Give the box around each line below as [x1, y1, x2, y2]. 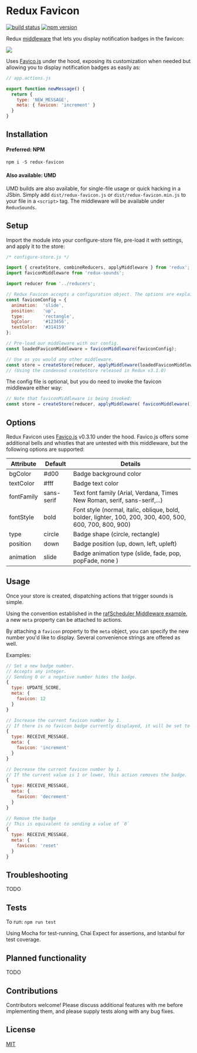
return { [11, 91, 33, 97]
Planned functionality [6, 953, 87, 963]
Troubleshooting [6, 870, 69, 880]
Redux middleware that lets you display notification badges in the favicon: [6, 35, 185, 42]
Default [45, 460, 66, 468]
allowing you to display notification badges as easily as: [6, 64, 141, 71]
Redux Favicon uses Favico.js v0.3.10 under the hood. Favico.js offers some [6, 433, 189, 440]
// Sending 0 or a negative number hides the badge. [6, 674, 138, 680]
